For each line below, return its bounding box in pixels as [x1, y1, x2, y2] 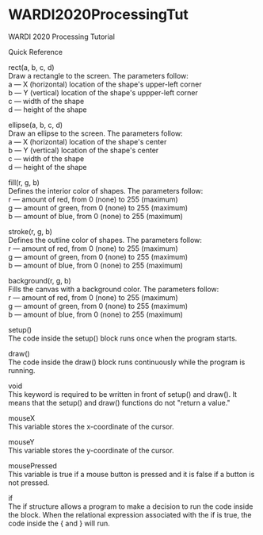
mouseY [8, 437, 35, 446]
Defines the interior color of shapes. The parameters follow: [8, 186, 204, 195]
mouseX [8, 413, 36, 422]
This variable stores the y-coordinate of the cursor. [8, 445, 174, 455]
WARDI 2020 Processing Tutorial [8, 32, 115, 41]
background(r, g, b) [8, 275, 71, 285]
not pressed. [8, 478, 50, 487]
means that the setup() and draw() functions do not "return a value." [8, 398, 231, 407]
